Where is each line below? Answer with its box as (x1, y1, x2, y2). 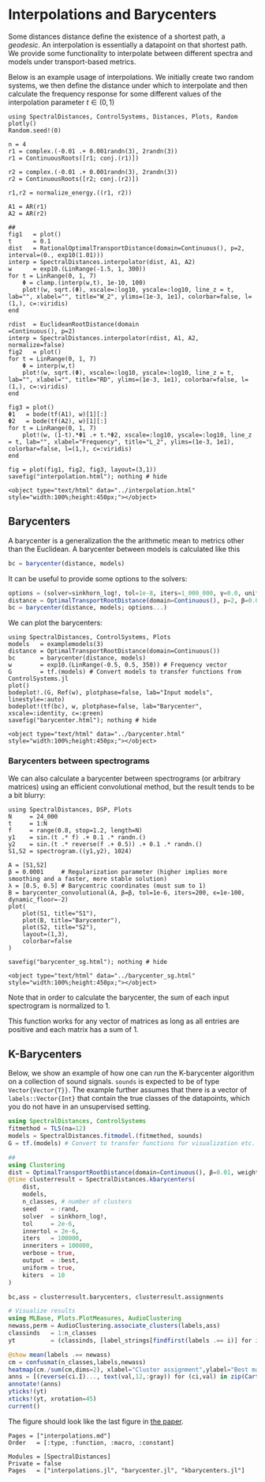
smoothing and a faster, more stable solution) (8, 875, 168, 883)
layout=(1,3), (22, 930, 69, 938)
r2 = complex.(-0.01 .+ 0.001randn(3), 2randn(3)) (8, 168, 178, 176)
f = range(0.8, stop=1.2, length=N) (8, 826, 144, 834)
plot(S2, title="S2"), (22, 923, 97, 931)
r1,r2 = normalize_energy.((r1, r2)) (8, 188, 132, 197)
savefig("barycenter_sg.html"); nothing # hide (8, 958, 168, 966)
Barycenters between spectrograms (8, 755, 150, 766)
